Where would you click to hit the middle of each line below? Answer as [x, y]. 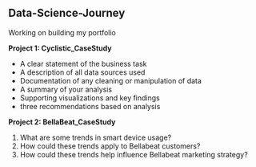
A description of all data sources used [82, 72]
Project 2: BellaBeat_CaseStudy [62, 122]
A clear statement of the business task [83, 63]
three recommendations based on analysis [90, 106]
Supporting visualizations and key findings [90, 98]
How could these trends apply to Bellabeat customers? [110, 146]
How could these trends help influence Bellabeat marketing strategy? [134, 154]
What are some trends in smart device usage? [96, 137]
